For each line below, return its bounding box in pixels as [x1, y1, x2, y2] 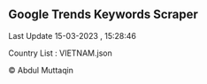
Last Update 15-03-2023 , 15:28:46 [8, 30, 136, 41]
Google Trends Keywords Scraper [8, 7, 198, 22]
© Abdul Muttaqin [8, 65, 74, 75]
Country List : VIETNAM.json [8, 48, 112, 58]
